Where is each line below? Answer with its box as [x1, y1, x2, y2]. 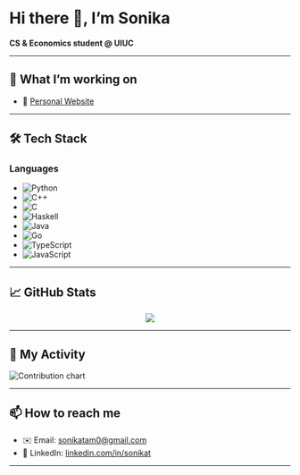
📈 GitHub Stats [9, 284, 96, 300]
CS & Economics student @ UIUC [9, 38, 134, 48]
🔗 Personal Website [21, 96, 95, 106]
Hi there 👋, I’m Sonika [9, 8, 171, 29]
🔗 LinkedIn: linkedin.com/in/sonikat [21, 447, 152, 458]
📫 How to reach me [9, 406, 121, 421]
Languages [9, 163, 60, 175]
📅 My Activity [9, 346, 87, 361]
